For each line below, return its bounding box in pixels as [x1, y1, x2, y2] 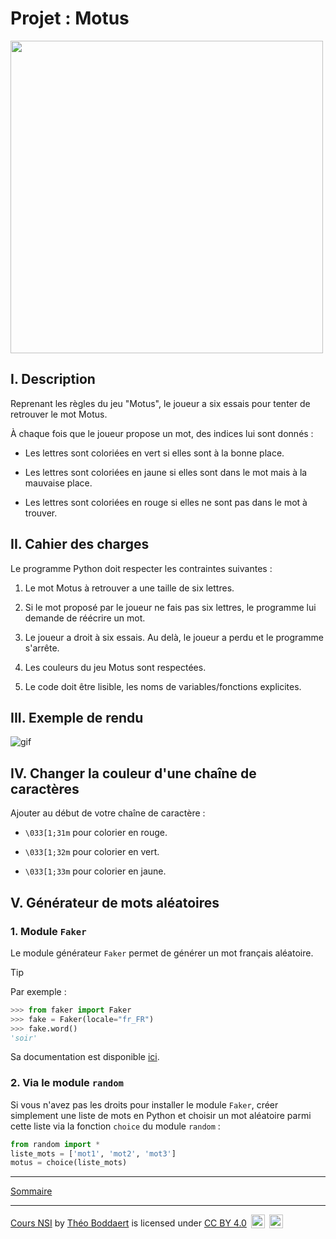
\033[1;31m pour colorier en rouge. [24, 827, 168, 839]
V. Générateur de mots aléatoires [10, 894, 220, 911]
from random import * [10, 1139, 101, 1149]
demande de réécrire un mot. [24, 612, 146, 624]
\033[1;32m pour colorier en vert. [24, 846, 160, 858]
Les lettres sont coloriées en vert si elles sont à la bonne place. [24, 447, 285, 459]
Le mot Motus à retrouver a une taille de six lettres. [24, 582, 235, 594]
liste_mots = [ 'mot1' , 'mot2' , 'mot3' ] [10, 1148, 177, 1159]
